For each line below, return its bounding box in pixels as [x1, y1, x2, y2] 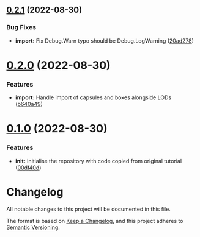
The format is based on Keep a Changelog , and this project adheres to [6, 217, 183, 224]
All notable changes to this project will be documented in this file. [6, 205, 171, 213]
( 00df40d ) [15, 164, 42, 171]
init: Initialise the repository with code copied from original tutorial [15, 157, 182, 164]
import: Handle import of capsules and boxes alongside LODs [15, 94, 172, 101]
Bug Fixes [6, 23, 37, 32]
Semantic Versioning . [6, 224, 60, 231]
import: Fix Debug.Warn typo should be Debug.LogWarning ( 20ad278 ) [15, 37, 194, 44]
